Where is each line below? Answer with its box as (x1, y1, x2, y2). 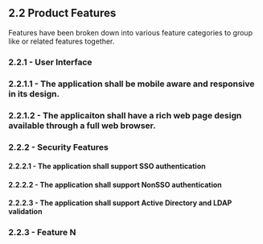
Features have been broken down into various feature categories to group (8, 27, 253, 37)
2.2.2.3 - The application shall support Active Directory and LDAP (8, 198, 232, 208)
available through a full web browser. (8, 120, 156, 131)
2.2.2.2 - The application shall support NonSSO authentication (8, 180, 223, 189)
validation (8, 207, 43, 217)
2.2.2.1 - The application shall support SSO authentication (8, 161, 207, 172)
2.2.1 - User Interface (8, 56, 92, 68)
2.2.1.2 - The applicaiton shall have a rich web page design (8, 110, 242, 121)
